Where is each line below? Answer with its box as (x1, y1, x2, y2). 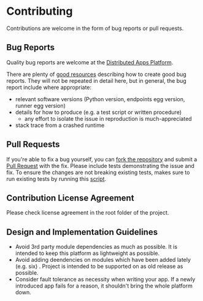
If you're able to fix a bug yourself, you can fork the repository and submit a (6, 155, 197, 163)
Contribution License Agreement (6, 192, 134, 203)
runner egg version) (15, 102, 66, 109)
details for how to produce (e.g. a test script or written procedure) (15, 109, 182, 116)
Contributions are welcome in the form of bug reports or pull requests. (6, 25, 184, 32)
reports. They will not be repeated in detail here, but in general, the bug (6, 77, 187, 84)
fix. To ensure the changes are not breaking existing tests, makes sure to (6, 169, 190, 176)
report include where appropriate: (6, 83, 92, 91)
